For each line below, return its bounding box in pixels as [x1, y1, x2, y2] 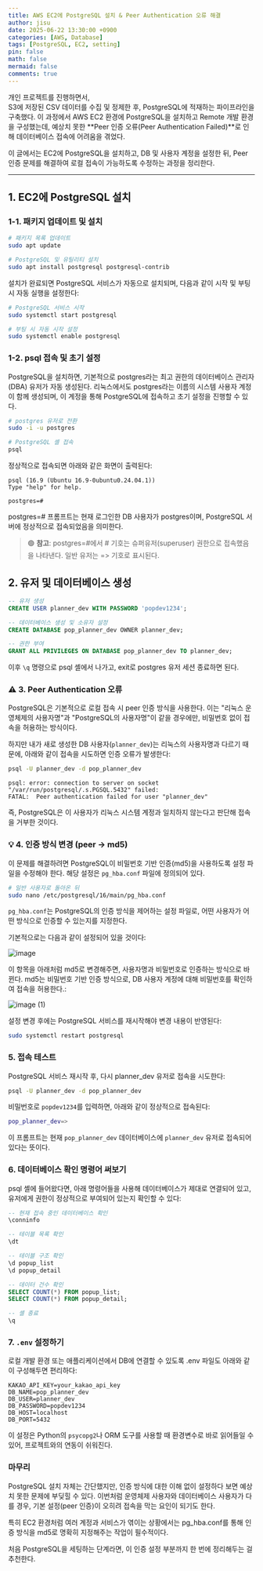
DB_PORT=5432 [8, 1416, 51, 1424]
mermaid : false [8, 63, 58, 71]
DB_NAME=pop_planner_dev [8, 1388, 89, 1397]
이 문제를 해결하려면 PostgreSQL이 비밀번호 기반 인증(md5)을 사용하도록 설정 [8, 858, 246, 868]
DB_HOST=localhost [8, 1409, 68, 1417]
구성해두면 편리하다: [16, 1366, 77, 1376]
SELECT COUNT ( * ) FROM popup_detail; [8, 1296, 128, 1303]
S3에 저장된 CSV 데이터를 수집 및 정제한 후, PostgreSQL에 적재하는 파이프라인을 [8, 102, 255, 111]
